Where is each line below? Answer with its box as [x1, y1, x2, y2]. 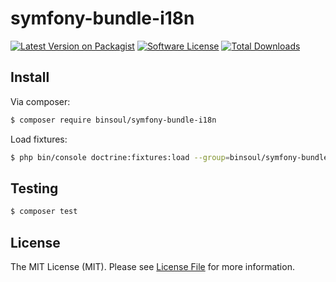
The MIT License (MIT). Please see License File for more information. [10, 261, 295, 272]
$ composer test [10, 207, 78, 217]
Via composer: [10, 95, 71, 107]
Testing [10, 180, 59, 197]
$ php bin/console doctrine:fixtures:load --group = [10, 152, 230, 162]
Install [10, 69, 50, 86]
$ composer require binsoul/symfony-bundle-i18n [10, 115, 217, 125]
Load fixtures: [10, 133, 68, 145]
